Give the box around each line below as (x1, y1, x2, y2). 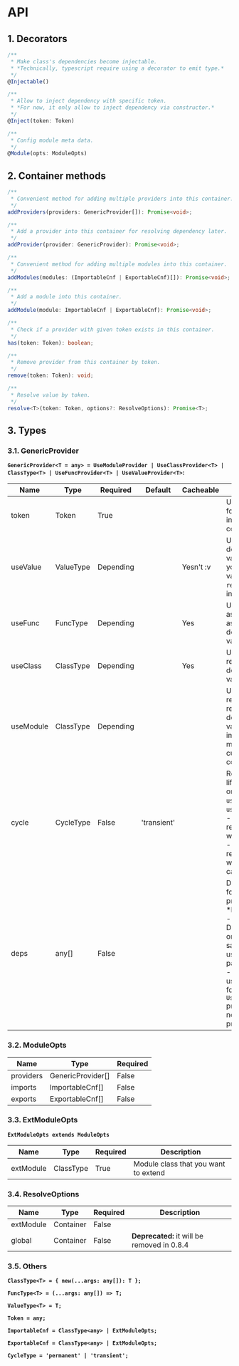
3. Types (7, 424, 47, 437)
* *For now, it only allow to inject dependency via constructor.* (10, 104, 215, 111)
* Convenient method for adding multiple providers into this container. (10, 195, 234, 202)
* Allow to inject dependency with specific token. (10, 98, 167, 105)
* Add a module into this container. (10, 293, 122, 301)
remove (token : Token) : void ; (7, 372, 94, 380)
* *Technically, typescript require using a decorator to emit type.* (10, 65, 224, 72)
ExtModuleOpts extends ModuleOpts (7, 1131, 110, 1138)
